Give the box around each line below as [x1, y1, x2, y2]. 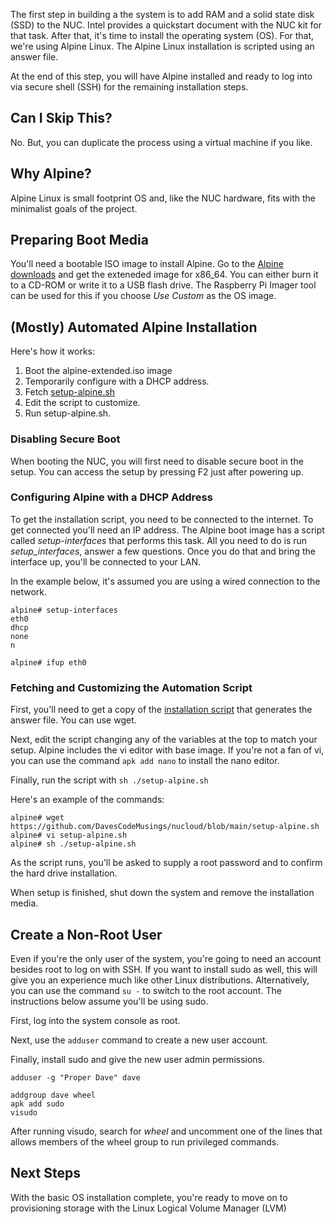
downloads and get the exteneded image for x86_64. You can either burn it [10, 269, 319, 281]
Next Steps [10, 1165, 81, 1182]
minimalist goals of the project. [10, 202, 138, 214]
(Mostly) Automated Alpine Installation [10, 319, 258, 336]
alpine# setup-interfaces [10, 605, 118, 615]
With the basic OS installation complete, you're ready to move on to [10, 1191, 288, 1203]
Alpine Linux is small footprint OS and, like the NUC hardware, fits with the [10, 192, 316, 204]
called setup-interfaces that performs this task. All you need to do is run [10, 534, 308, 546]
